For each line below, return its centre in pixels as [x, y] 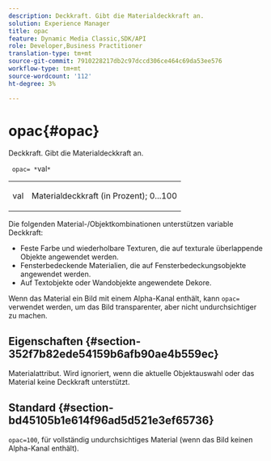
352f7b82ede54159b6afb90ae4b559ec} [114, 354]
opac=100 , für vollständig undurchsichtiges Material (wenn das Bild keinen [131, 440]
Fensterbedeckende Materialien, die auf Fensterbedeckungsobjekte [133, 266]
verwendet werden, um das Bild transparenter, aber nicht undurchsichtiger [133, 307]
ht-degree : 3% [32, 83]
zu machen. [28, 316]
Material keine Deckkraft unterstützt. [69, 382]
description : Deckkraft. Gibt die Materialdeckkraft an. [106, 16]
